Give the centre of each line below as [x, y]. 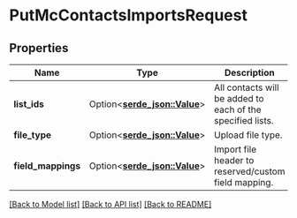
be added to [239, 98]
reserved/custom [249, 171]
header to [234, 160]
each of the [237, 109]
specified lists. [244, 120]
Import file [235, 149]
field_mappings [47, 166]
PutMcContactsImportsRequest [128, 15]
